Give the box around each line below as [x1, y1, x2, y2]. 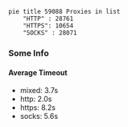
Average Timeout [8, 67, 68, 77]
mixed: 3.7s [19, 86, 59, 95]
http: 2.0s [19, 94, 52, 104]
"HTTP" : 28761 [23, 15, 74, 23]
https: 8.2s [19, 103, 56, 112]
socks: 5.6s [19, 112, 59, 121]
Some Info [8, 47, 50, 58]
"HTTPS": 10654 [23, 22, 74, 30]
